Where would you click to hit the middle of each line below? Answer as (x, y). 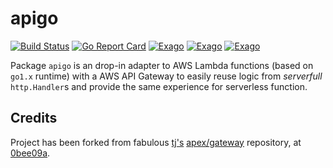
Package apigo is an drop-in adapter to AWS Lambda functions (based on (162, 65)
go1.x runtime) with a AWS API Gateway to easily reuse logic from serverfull (166, 76)
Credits (34, 118)
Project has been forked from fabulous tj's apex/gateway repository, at (156, 142)
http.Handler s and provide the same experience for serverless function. (159, 86)
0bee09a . (30, 153)
